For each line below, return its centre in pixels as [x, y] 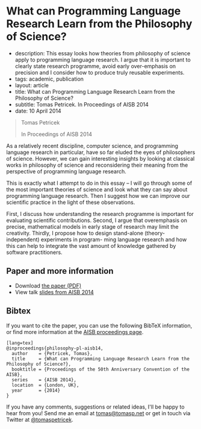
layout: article [32, 85]
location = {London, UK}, [45, 385]
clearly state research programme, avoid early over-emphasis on [95, 66]
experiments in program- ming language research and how [114, 239]
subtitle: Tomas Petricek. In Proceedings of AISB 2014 [82, 104]
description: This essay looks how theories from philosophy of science [103, 53]
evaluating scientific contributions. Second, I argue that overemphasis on [97, 220]
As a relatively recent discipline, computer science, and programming [92, 146]
